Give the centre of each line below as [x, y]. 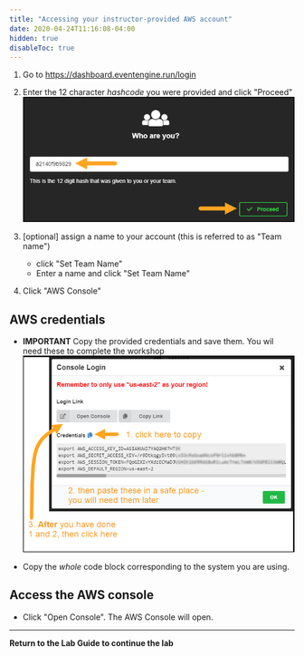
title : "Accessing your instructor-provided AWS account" [121, 19]
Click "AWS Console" [62, 291]
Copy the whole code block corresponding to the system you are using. [156, 566]
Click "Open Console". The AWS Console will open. [118, 617]
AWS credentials [57, 319]
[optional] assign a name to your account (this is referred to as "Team [152, 236]
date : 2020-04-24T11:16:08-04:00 [72, 29]
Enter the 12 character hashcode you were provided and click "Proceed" [157, 92]
